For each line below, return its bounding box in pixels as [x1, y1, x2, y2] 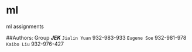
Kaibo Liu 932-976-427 [6, 40, 64, 47]
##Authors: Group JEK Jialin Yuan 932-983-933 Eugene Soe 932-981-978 [6, 34, 187, 41]
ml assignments [6, 23, 44, 30]
